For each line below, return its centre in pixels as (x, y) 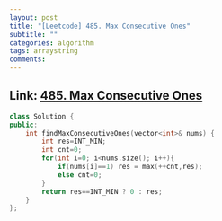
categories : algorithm (52, 43)
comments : (28, 59)
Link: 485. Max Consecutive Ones (106, 96)
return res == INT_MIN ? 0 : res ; (102, 191)
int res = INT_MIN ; (74, 141)
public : (24, 125)
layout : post (34, 18)
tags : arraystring (44, 51)
